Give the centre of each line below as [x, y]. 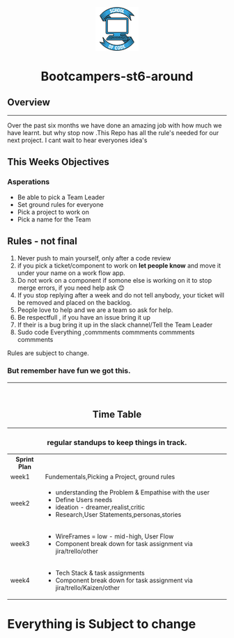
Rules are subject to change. [48, 353]
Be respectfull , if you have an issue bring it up [84, 317]
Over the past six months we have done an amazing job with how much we [115, 125]
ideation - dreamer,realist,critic [100, 507]
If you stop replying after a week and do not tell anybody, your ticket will [121, 295]
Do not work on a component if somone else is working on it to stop [115, 280]
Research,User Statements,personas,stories [118, 514]
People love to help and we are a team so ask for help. [95, 310]
